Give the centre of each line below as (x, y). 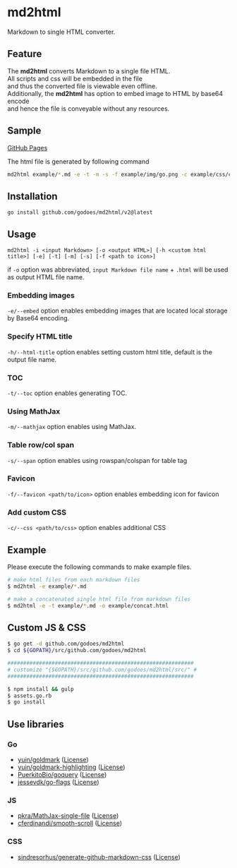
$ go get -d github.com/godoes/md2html (66, 644)
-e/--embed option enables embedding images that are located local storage (117, 311)
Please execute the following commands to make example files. (99, 567)
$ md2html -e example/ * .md (47, 586)
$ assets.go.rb (30, 696)
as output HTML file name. (46, 277)
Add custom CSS (37, 512)
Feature (25, 54)
